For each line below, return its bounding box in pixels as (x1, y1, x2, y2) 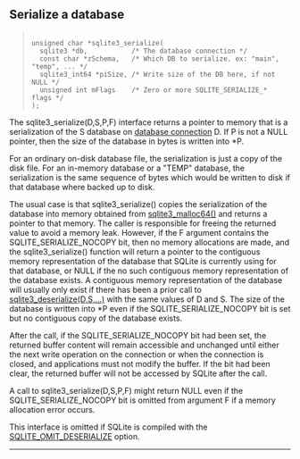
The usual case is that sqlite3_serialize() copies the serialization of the (9, 198, 268, 209)
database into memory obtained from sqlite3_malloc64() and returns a (9, 208, 268, 219)
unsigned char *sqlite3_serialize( (30, 38, 164, 47)
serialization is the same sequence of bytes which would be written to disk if (9, 171, 290, 182)
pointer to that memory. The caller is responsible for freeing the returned (9, 218, 277, 229)
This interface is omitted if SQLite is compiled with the (9, 421, 208, 432)
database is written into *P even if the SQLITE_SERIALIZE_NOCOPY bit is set (9, 303, 291, 313)
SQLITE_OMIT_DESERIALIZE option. (9, 430, 140, 441)
